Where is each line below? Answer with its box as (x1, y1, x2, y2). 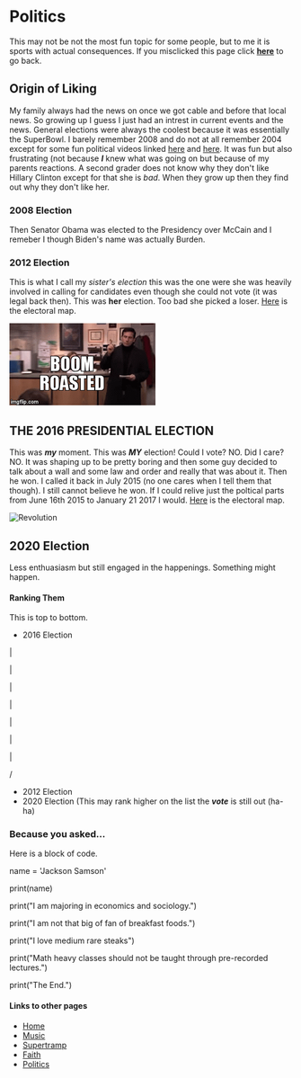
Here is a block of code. (9, 848, 98, 860)
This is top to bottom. (9, 612, 88, 623)
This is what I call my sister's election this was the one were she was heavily (9, 277, 292, 288)
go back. (9, 55, 42, 66)
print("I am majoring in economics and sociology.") (9, 901, 198, 912)
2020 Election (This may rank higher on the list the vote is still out (22, 796, 267, 806)
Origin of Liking (9, 81, 97, 96)
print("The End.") (9, 980, 73, 991)
